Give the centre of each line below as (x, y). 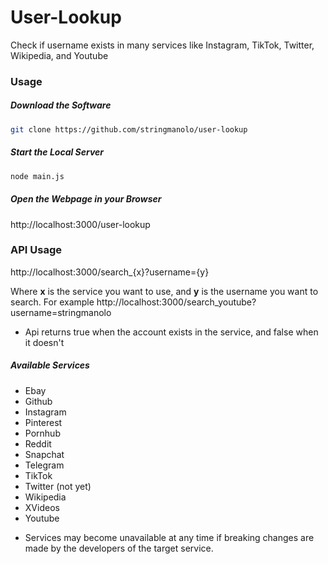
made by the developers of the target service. (119, 548)
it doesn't (44, 342)
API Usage (36, 250)
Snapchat (44, 454)
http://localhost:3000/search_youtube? (176, 302)
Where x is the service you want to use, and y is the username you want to (164, 291)
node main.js (37, 176)
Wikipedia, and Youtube (59, 55)
